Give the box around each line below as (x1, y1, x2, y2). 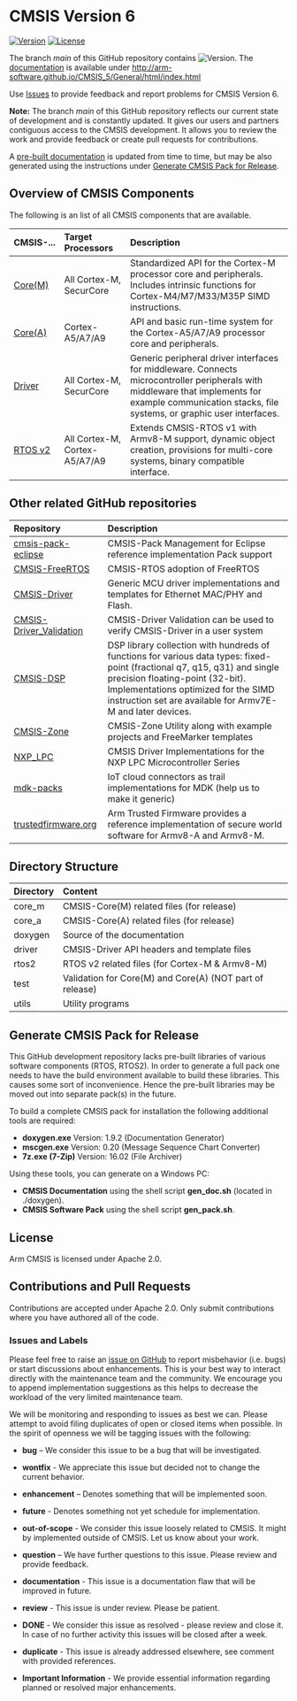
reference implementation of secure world (107, 818, 283, 830)
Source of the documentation (62, 929, 185, 942)
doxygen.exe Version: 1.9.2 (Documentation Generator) (21, 1133, 225, 1143)
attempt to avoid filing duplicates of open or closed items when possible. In (9, 1419, 283, 1429)
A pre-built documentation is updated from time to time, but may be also (9, 150, 272, 161)
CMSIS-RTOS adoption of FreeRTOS (107, 562, 260, 574)
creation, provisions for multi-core (129, 443, 273, 456)
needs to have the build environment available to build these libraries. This (9, 1070, 280, 1081)
